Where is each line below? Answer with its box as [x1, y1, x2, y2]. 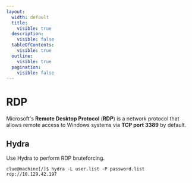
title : [11, 20, 28, 26]
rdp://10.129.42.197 [6, 171, 58, 177]
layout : [6, 8, 26, 15]
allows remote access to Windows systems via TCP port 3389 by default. [6, 122, 187, 129]
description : [11, 31, 44, 37]
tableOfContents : [11, 42, 55, 48]
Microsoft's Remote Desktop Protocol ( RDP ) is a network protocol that [6, 115, 180, 122]
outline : [11, 53, 33, 59]
